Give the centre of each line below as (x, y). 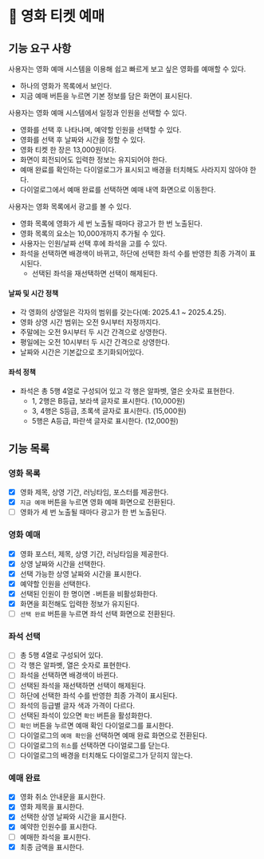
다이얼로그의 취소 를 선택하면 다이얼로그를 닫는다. (95, 745)
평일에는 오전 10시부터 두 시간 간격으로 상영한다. (95, 342)
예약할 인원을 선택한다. (55, 584)
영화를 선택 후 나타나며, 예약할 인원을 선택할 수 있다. (100, 130)
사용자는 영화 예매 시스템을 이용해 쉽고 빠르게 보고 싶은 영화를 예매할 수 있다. (127, 69)
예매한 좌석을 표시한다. (55, 837)
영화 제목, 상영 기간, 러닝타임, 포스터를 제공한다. (94, 492)
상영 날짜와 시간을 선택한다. (63, 564)
